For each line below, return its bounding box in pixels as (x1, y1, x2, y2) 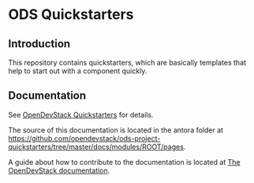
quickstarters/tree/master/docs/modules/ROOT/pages (8, 142, 184, 151)
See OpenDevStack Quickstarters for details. (8, 110, 154, 119)
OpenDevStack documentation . (8, 166, 110, 175)
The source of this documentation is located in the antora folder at (8, 125, 223, 135)
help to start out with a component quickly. (8, 66, 148, 76)
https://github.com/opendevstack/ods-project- (8, 133, 161, 143)
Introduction (8, 37, 71, 50)
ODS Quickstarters (8, 6, 134, 24)
